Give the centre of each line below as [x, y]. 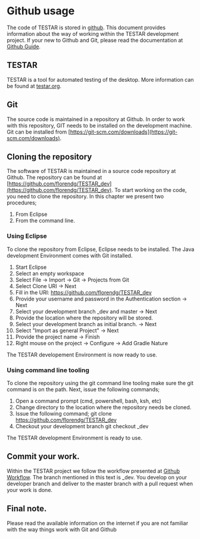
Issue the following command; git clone [63, 413]
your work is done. [30, 490]
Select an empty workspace [50, 273]
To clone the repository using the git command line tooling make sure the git [100, 383]
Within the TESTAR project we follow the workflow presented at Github [93, 471]
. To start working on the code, [149, 190]
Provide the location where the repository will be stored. [84, 318]
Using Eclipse [27, 236]
